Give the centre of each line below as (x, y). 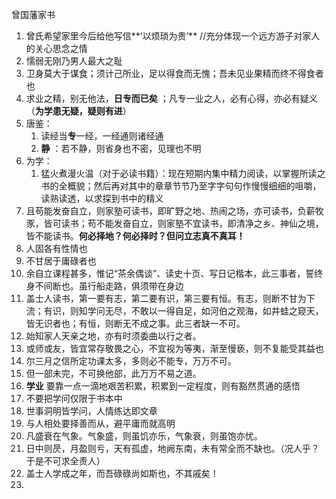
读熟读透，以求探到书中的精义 (102, 198)
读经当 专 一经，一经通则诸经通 (102, 136)
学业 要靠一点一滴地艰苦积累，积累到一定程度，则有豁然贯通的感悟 (163, 386)
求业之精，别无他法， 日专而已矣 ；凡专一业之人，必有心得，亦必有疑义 (171, 98)
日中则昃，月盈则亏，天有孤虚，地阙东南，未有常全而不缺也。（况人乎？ (172, 448)
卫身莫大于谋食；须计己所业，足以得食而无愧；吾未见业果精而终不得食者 (174, 73)
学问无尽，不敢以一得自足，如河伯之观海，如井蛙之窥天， (205, 311)
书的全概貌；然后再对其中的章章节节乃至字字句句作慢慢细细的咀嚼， (181, 186)
